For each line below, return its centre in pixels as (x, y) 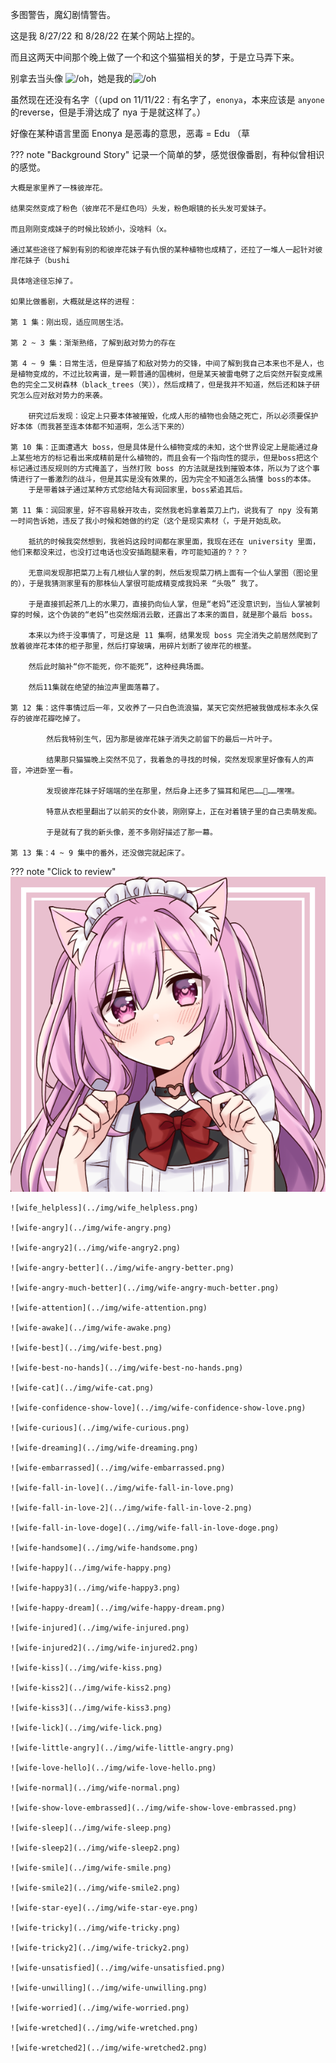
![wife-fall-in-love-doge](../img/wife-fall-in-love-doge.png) (145, 1528)
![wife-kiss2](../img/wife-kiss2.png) (91, 1688)
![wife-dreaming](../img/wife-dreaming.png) (104, 1448)
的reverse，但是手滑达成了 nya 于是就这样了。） (108, 112)
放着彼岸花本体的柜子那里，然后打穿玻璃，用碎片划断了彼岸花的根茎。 (133, 646)
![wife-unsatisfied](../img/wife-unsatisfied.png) (118, 1968)
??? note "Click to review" (63, 871)
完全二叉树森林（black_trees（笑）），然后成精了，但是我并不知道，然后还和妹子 (168, 385)
